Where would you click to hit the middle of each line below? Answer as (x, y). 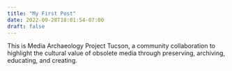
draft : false (26, 26)
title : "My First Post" (42, 13)
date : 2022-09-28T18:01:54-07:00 (56, 20)
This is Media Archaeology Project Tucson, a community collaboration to (111, 46)
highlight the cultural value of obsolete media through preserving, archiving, (116, 53)
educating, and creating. (42, 61)
